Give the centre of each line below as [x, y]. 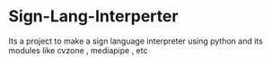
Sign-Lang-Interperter [93, 16]
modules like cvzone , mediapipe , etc [78, 50]
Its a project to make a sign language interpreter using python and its [136, 41]
